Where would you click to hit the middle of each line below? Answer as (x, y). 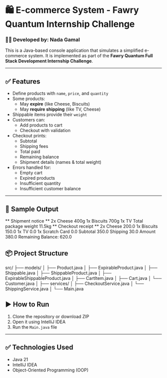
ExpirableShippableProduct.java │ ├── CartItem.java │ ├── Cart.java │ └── (83, 278)
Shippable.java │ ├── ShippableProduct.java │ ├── (58, 273)
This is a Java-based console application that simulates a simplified (74, 50)
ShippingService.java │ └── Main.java (44, 289)
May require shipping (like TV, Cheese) (60, 109)
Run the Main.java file (35, 327)
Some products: (29, 99)
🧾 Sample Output (32, 209)
